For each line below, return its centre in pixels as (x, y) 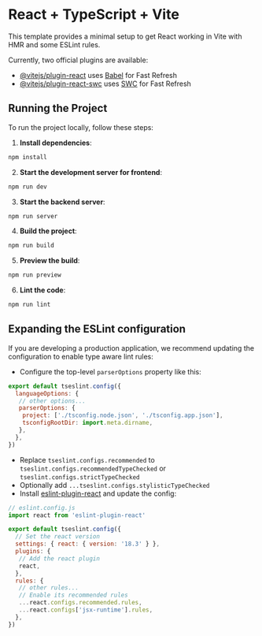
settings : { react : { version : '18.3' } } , (87, 544)
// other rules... (49, 588)
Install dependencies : (55, 143)
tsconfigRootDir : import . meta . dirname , (88, 423)
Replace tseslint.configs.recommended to (87, 459)
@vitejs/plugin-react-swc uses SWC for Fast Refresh (105, 84)
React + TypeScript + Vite (94, 15)
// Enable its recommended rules (73, 595)
